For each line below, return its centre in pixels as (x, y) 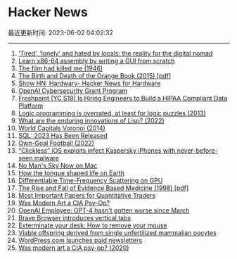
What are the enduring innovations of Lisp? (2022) (91, 120)
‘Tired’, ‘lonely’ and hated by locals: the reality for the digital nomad (115, 53)
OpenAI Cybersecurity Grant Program (73, 90)
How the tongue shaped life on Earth (71, 172)
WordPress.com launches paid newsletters (80, 240)
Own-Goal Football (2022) (56, 143)
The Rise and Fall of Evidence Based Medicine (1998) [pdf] (103, 188)
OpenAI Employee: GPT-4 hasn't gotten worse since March (104, 210)
